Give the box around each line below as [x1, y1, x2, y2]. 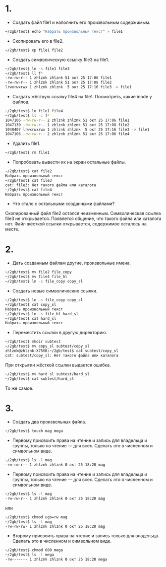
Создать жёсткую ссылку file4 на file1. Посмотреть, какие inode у [12, 94, 152, 100]
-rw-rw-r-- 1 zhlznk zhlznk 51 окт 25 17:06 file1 [5, 75, 112, 80]
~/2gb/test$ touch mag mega [5, 428, 63, 433]
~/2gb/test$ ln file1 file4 [5, 109, 63, 114]
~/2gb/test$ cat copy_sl [5, 302, 56, 307]
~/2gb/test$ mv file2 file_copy [5, 270, 72, 275]
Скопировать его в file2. [12, 38, 64, 44]
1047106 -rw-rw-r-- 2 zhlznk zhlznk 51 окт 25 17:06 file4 [5, 132, 130, 137]
